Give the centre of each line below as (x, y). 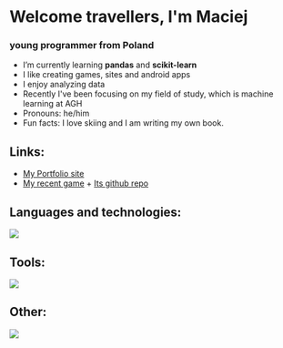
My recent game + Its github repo (86, 183)
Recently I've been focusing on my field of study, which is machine (148, 94)
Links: (27, 152)
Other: (28, 312)
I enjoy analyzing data (64, 85)
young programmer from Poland (82, 46)
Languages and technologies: (96, 212)
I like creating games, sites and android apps (106, 75)
